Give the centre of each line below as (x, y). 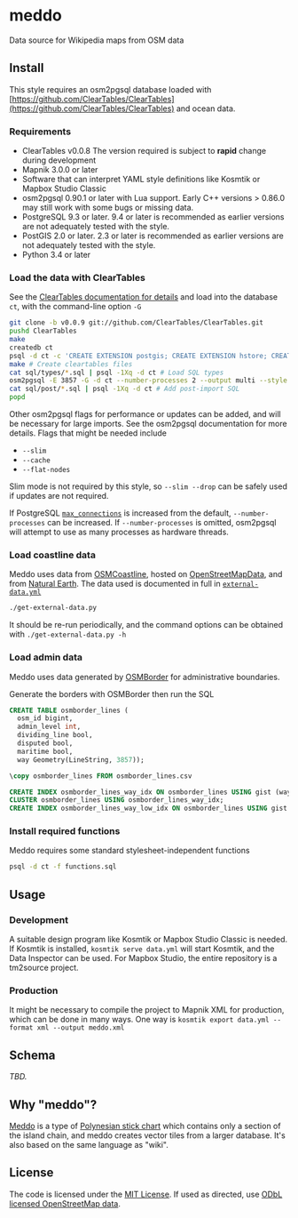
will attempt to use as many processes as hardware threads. (119, 532)
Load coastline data (52, 555)
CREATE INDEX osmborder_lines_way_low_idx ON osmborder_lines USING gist (149, 809)
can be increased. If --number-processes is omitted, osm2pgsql (162, 523)
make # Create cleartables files (71, 364)
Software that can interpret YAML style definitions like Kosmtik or (141, 180)
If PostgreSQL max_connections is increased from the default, (121, 513)
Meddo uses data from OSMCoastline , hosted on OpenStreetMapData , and (146, 574)
